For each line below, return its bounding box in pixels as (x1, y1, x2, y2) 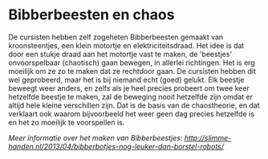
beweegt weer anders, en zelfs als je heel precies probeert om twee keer (8, 83, 250, 93)
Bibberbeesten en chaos (8, 6, 175, 24)
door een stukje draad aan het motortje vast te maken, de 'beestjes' (8, 49, 233, 59)
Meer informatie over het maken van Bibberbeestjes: (8, 132, 183, 142)
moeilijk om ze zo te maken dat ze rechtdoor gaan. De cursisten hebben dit (8, 66, 257, 75)
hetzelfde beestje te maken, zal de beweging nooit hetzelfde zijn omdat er (8, 92, 253, 101)
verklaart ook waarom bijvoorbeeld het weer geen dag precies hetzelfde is (8, 108, 255, 118)
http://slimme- (184, 132, 232, 142)
